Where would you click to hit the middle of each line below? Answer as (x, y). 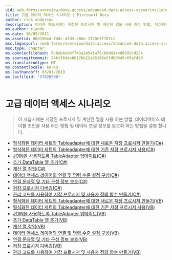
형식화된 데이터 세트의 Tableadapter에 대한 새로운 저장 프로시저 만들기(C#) (88, 143)
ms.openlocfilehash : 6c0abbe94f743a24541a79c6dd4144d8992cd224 (74, 53)
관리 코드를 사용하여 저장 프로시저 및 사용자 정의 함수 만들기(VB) (77, 252)
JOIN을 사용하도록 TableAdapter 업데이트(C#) (59, 156)
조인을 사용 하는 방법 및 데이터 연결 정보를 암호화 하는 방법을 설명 (92, 125)
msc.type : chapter (25, 48)
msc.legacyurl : (21, 44)
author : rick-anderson (29, 20)
